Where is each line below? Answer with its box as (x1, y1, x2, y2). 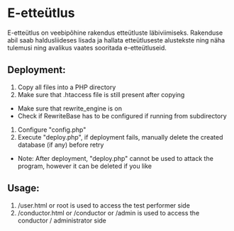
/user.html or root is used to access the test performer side (17, 201, 190, 210)
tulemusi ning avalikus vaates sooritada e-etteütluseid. (7, 43, 167, 52)
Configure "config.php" (17, 125, 87, 134)
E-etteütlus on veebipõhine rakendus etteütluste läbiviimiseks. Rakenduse (7, 28, 223, 37)
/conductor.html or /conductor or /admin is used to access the (17, 208, 200, 217)
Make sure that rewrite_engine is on (17, 104, 123, 113)
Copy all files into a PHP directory (17, 83, 116, 91)
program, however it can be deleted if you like (17, 162, 152, 170)
